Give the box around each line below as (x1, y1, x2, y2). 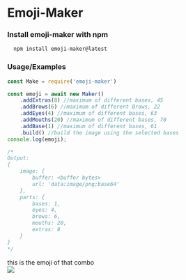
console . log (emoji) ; (7, 136, 68, 143)
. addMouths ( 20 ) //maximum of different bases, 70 (20, 116, 167, 123)
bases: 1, (32, 200, 61, 207)
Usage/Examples (7, 62, 66, 72)
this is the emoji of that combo (7, 258, 95, 266)
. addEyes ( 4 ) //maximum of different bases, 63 (20, 110, 157, 117)
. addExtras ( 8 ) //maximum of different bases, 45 (20, 97, 164, 104)
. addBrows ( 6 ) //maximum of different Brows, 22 (20, 103, 160, 111)
